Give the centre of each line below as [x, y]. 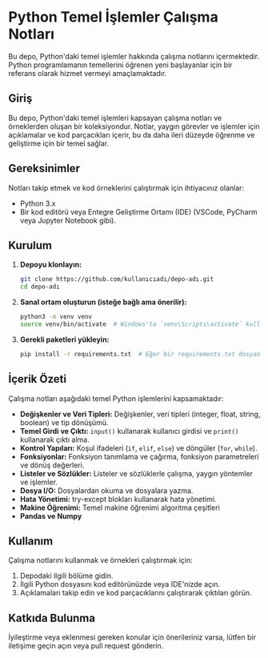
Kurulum [30, 245]
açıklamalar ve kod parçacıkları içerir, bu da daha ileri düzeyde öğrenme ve [132, 134]
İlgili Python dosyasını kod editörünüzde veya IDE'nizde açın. [120, 584]
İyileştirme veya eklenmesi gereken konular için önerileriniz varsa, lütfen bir [132, 637]
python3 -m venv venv [56, 317]
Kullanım [31, 541]
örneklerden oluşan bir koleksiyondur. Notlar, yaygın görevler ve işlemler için [134, 126]
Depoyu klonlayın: [51, 265]
